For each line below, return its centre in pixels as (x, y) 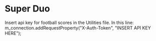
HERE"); (13, 33)
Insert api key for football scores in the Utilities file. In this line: (69, 22)
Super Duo (27, 9)
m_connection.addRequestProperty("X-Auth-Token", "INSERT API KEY (78, 27)
